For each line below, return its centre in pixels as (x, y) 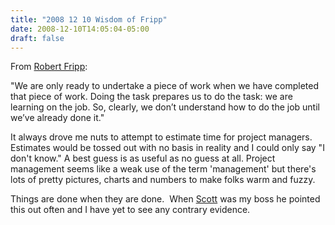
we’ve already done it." (57, 118)
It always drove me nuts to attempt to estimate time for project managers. (161, 137)
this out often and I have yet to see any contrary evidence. (130, 210)
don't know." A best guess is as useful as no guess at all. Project (143, 158)
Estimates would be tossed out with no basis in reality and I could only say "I (167, 148)
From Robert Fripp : (49, 67)
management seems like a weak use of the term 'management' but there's (163, 169)
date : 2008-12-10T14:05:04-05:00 (80, 29)
